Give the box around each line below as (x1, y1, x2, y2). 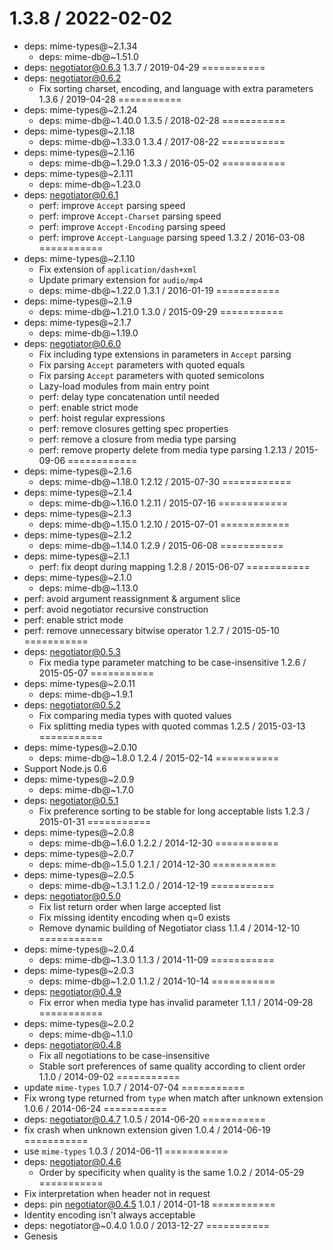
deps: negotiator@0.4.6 (23, 1155, 122, 1167)
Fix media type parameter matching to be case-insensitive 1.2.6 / (38, 656, 307, 668)
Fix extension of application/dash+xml (38, 263, 197, 275)
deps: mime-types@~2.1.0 (23, 571, 132, 583)
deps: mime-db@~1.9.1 (38, 688, 134, 700)
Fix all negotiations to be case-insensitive (38, 1049, 211, 1061)
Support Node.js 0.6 (23, 762, 107, 774)
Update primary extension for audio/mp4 (38, 273, 204, 286)
